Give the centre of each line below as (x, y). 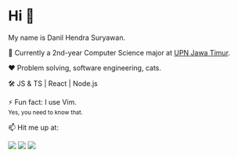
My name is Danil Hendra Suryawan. (67, 37)
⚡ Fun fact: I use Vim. (42, 102)
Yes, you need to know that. (46, 112)
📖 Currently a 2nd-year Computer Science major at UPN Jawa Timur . (119, 52)
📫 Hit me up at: (33, 127)
